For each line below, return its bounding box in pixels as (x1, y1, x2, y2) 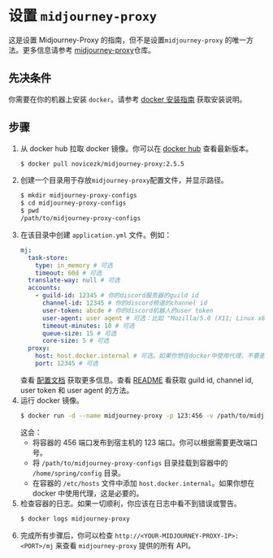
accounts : (28, 284, 61, 292)
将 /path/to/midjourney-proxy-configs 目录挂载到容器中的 (32, 457, 228, 467)
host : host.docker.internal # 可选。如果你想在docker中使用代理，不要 (35, 352, 260, 361)
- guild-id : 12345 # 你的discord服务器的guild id (35, 292, 199, 300)
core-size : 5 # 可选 (41, 337, 110, 345)
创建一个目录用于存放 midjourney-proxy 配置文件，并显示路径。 (19, 175, 229, 185)
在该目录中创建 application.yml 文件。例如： (19, 230, 172, 240)
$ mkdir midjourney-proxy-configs (19, 192, 137, 200)
